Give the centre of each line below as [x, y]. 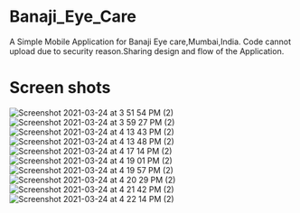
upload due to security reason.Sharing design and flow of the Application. [147, 51]
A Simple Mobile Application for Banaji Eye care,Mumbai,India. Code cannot [150, 42]
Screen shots [60, 88]
